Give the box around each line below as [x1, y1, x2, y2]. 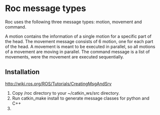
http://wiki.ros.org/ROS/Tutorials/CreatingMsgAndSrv [5, 81, 112, 86]
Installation [5, 68, 40, 76]
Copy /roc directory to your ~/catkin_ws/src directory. [12, 90, 120, 96]
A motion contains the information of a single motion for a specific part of [5, 33, 152, 39]
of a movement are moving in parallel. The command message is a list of [5, 49, 150, 55]
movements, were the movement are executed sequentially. [5, 54, 124, 59]
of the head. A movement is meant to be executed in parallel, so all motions [5, 43, 156, 49]
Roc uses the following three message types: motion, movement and [5, 19, 142, 25]
